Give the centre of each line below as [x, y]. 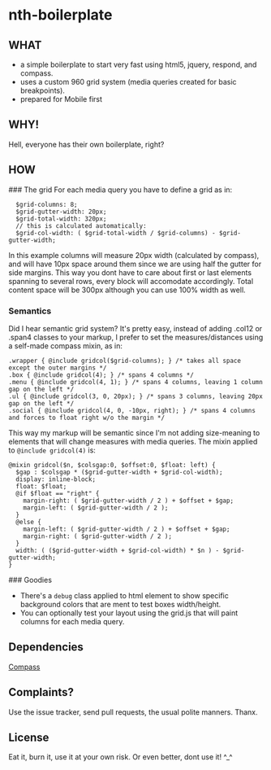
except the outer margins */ [58, 368]
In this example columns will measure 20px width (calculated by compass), [134, 255]
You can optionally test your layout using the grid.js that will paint [129, 613]
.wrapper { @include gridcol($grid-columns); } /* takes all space [125, 361]
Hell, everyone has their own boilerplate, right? [86, 144]
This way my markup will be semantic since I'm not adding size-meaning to [134, 432]
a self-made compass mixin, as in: [66, 346]
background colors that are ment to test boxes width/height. [120, 604]
